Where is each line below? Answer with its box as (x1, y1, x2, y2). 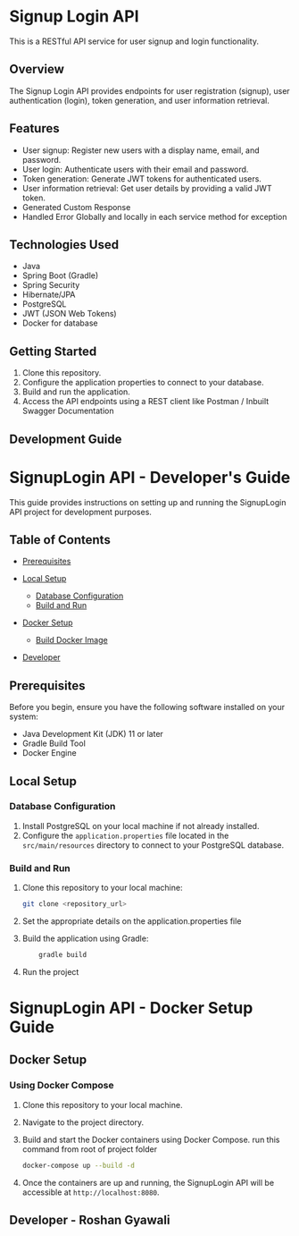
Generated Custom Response (21, 201, 131, 212)
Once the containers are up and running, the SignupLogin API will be (21, 1177, 275, 1188)
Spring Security (21, 280, 80, 291)
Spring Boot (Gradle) (21, 270, 99, 281)
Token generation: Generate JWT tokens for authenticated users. (21, 173, 262, 184)
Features (9, 121, 60, 136)
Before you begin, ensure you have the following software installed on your (9, 702, 286, 713)
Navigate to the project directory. (21, 1116, 145, 1128)
